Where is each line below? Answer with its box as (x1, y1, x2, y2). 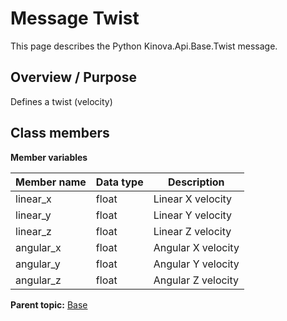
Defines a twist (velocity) (10, 95, 113, 107)
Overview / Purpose (10, 69, 138, 86)
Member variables (10, 151, 88, 163)
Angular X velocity (153, 240, 240, 254)
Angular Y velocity (153, 257, 240, 271)
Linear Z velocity (153, 224, 232, 238)
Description (168, 175, 225, 189)
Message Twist (10, 7, 140, 30)
